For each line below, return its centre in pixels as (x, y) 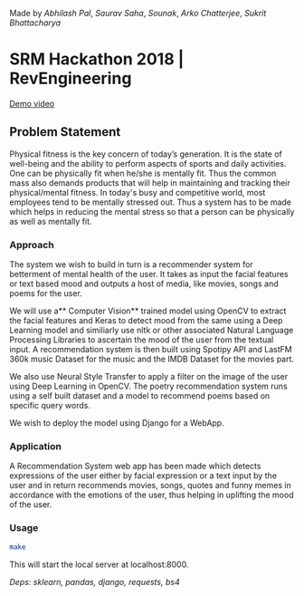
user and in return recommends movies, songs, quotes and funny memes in (150, 485)
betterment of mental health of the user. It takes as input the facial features (149, 274)
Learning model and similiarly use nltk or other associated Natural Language (152, 331)
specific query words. (50, 406)
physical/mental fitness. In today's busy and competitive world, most (138, 192)
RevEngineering (71, 78)
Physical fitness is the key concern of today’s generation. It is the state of (146, 154)
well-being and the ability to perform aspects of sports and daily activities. (148, 163)
